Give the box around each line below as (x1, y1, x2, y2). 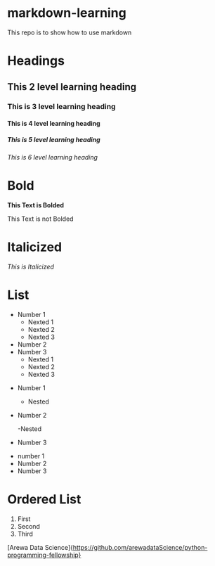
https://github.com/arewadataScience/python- (72, 543, 208, 551)
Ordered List (7, 491, 82, 507)
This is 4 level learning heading (7, 120, 100, 128)
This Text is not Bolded (7, 214, 74, 223)
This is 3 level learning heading (7, 102, 116, 112)
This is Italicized (7, 262, 55, 271)
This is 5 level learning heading (7, 135, 100, 143)
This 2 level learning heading (7, 81, 137, 93)
